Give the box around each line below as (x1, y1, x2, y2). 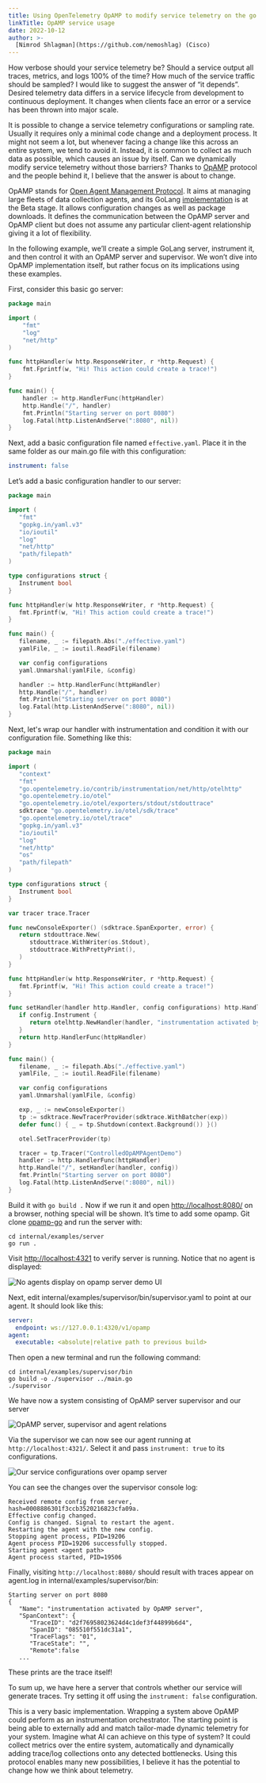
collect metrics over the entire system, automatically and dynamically (8, 1740, 234, 1750)
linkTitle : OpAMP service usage (8, 19, 115, 27)
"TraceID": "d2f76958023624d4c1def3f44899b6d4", (28, 1619, 193, 1627)
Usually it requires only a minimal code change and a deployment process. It (8, 128, 257, 139)
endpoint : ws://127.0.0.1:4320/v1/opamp (15, 1324, 150, 1332)
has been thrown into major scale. (8, 105, 119, 115)
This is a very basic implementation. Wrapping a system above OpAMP (8, 1707, 239, 1716)
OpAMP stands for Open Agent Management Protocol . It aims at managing (8, 186, 251, 196)
